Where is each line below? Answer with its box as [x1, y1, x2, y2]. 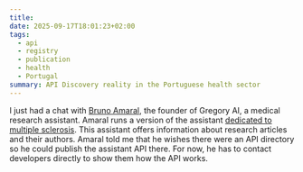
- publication [17, 55, 71, 64]
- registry [17, 47, 59, 56]
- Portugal [17, 72, 59, 81]
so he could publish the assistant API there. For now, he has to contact [9, 143, 272, 154]
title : [9, 13, 34, 23]
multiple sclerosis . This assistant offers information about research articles [9, 123, 288, 135]
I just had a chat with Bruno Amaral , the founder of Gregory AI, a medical [9, 104, 280, 115]
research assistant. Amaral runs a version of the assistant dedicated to [9, 114, 273, 125]
